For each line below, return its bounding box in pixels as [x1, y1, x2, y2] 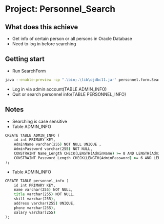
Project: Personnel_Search [5, 3, 116, 15]
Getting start [5, 55, 45, 63]
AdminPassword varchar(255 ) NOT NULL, [14, 147, 93, 151]
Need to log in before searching [12, 41, 77, 47]
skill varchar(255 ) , [14, 196, 56, 202]
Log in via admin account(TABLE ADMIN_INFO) [12, 86, 107, 92]
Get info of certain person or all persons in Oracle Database [12, 36, 133, 41]
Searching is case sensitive [12, 118, 67, 124]
